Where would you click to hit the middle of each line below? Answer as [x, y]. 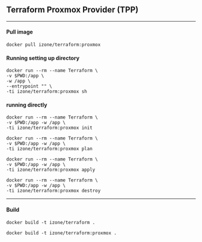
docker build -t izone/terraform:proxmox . [62, 233]
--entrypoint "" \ [29, 86]
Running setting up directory [43, 58]
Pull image [20, 32]
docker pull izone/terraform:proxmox [54, 45]
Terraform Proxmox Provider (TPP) [72, 10]
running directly [27, 105]
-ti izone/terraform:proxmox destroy [54, 191]
